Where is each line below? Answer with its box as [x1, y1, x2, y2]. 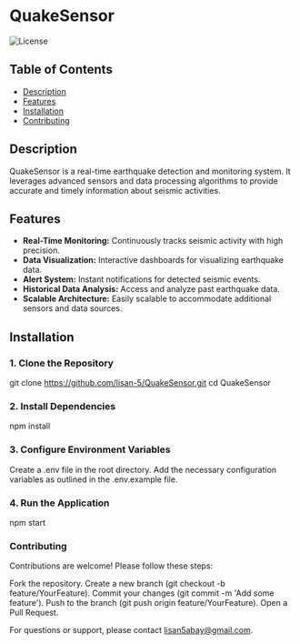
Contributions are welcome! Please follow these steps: [9, 560, 214, 571]
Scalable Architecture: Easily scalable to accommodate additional [22, 293, 272, 305]
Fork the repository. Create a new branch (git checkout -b [9, 579, 225, 589]
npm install [9, 420, 51, 432]
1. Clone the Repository [9, 357, 114, 369]
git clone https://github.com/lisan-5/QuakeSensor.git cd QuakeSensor [9, 377, 271, 388]
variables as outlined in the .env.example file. [9, 474, 178, 485]
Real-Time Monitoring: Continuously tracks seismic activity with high [22, 236, 284, 247]
